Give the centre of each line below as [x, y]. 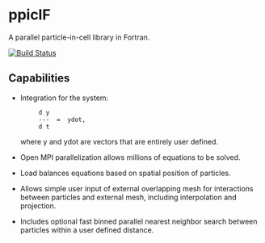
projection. [38, 205]
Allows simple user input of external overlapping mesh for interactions [137, 188]
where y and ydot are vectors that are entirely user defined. [119, 141]
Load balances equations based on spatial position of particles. [126, 173]
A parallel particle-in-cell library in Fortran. [79, 37]
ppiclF [29, 15]
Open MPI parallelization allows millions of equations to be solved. [130, 157]
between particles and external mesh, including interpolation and [128, 197]
